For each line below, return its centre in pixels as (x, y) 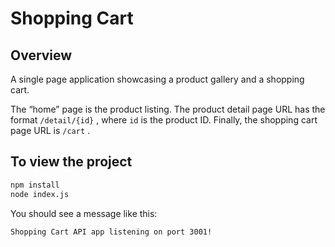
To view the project (71, 162)
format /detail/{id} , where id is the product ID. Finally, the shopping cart (164, 120)
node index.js (40, 194)
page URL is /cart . (50, 130)
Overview (41, 55)
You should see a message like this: (84, 213)
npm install (35, 185)
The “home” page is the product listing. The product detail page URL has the (168, 109)
